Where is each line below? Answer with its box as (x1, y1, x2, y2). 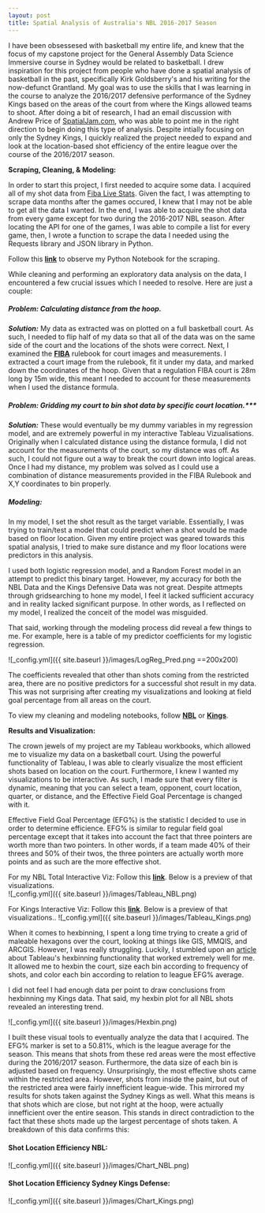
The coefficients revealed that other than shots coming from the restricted (8, 670, 249, 680)
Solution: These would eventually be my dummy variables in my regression (8, 420, 253, 430)
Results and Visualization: (8, 726, 96, 736)
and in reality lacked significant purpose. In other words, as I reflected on (8, 599, 246, 609)
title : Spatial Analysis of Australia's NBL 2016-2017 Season (8, 19, 217, 27)
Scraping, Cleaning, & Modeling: (8, 165, 117, 174)
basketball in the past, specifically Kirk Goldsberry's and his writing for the (8, 74, 251, 84)
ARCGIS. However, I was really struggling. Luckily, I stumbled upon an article (8, 945, 257, 954)
